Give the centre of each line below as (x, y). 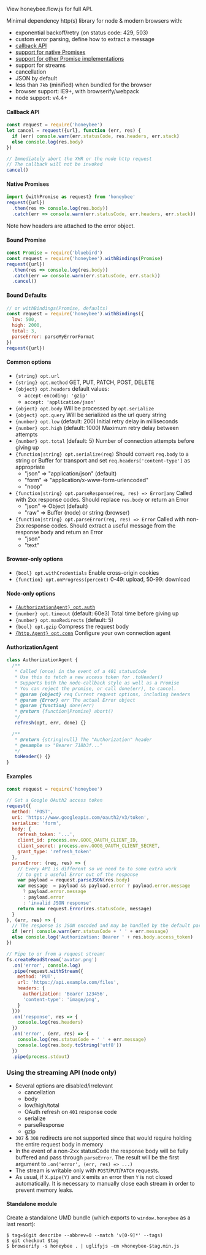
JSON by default (36, 78)
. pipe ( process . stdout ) (41, 1057)
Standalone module (32, 1204)
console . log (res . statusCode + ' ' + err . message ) (82, 1040)
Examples (19, 776)
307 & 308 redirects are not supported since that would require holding (103, 1138)
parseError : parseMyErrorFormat (53, 337)
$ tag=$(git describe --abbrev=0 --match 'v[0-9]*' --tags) (85, 1235)
